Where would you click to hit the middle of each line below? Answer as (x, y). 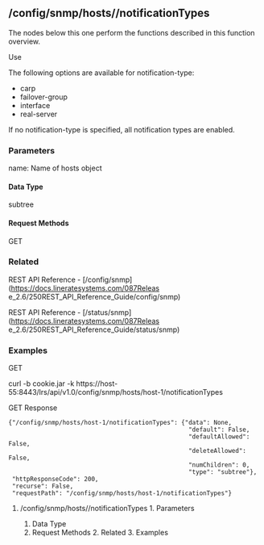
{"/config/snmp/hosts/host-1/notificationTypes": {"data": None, (120, 423)
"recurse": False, (43, 486)
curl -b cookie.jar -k (41, 384)
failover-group (44, 97)
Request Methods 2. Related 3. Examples (100, 533)
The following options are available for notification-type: (101, 73)
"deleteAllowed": (217, 451)
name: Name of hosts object (55, 168)
